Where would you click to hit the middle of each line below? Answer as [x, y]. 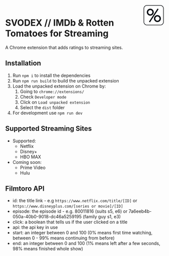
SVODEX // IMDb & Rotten [60, 23]
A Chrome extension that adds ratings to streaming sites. [64, 47]
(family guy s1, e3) [102, 217]
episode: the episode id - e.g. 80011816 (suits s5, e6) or [70, 211]
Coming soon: [27, 162]
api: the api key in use [35, 227]
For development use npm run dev [48, 113]
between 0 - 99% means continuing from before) [63, 238]
